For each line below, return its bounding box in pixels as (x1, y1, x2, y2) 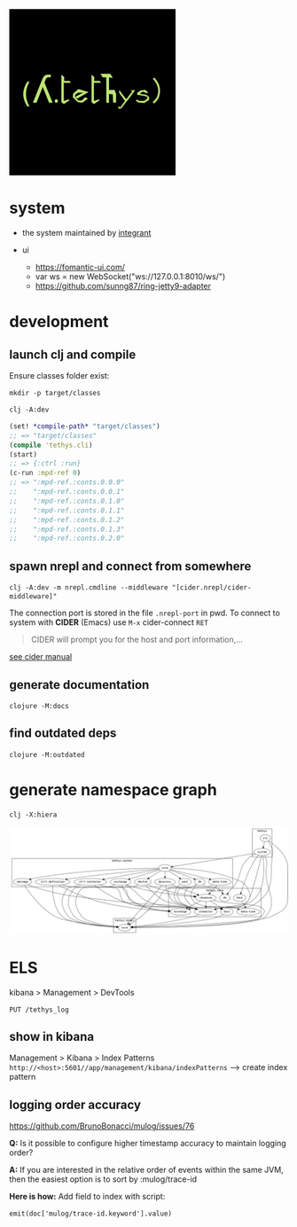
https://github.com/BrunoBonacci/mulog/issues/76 (9, 1121, 195, 1131)
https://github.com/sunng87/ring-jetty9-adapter (35, 280, 211, 291)
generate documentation (9, 677, 150, 692)
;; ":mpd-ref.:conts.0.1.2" (9, 515, 125, 524)
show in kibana (9, 1028, 95, 1044)
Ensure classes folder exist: (9, 370, 110, 380)
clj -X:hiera (9, 810, 58, 819)
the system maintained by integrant (21, 227, 152, 238)
